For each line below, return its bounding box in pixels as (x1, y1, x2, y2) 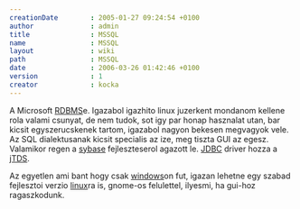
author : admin (9, 22, 119, 31)
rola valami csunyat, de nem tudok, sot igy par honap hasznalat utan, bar (9, 114, 281, 125)
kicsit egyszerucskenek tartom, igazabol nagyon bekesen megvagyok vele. (9, 123, 289, 135)
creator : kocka (9, 80, 119, 89)
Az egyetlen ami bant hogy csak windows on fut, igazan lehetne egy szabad (9, 170, 291, 181)
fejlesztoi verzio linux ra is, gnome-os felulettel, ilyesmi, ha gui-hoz (9, 179, 256, 190)
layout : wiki (9, 47, 116, 56)
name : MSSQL (9, 38, 119, 48)
